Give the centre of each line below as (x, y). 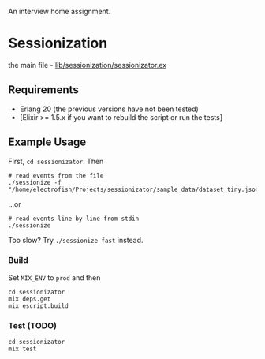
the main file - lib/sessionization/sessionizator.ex (88, 65)
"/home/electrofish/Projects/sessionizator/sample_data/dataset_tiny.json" (135, 189)
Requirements (43, 90)
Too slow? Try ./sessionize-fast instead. (76, 240)
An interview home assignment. (60, 11)
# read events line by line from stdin (74, 219)
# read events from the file (56, 176)
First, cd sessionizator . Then (56, 161)
